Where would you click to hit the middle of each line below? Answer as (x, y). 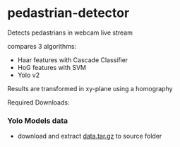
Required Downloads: (38, 102)
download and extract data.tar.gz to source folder (90, 136)
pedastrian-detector (68, 13)
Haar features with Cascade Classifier (73, 60)
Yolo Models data (38, 120)
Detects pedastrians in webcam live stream (70, 33)
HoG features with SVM (52, 67)
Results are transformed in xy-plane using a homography (90, 88)
